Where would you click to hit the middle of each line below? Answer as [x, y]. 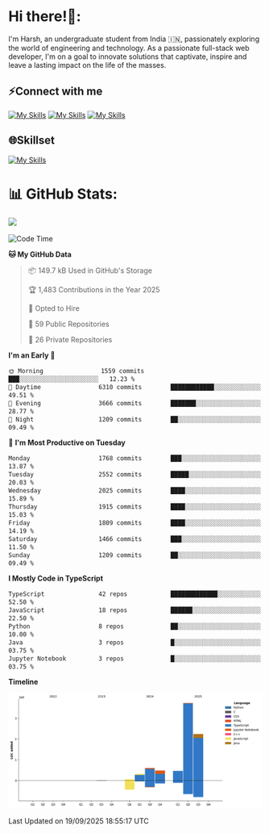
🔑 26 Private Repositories [70, 339]
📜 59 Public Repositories [69, 324]
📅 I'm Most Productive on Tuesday [67, 442]
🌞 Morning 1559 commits [77, 371]
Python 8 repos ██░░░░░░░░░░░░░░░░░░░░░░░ [135, 626]
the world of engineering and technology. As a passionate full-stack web [129, 48]
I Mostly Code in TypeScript [56, 578]
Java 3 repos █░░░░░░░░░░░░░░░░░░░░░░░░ [135, 642]
